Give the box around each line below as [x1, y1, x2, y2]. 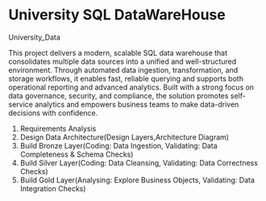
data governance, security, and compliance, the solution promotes [8, 90, 229, 100]
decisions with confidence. [8, 107, 98, 118]
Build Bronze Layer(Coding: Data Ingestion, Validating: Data [19, 140, 218, 150]
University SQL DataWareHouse [8, 6, 226, 24]
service [8, 99, 34, 109]
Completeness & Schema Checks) [19, 149, 134, 159]
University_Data [8, 32, 60, 42]
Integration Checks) [19, 183, 86, 193]
